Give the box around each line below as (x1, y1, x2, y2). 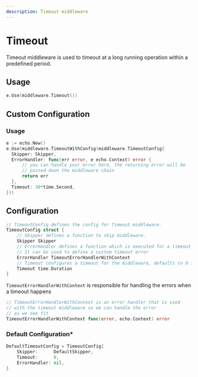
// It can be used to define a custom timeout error (16, 249, 149, 255)
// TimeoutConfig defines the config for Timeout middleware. (6, 222, 162, 227)
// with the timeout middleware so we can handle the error (6, 305, 157, 311)
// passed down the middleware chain (21, 168, 115, 174)
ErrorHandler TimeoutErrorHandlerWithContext (16, 255, 131, 261)
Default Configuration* (6, 330, 74, 338)
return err (21, 173, 49, 179)
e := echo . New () (6, 140, 46, 146)
